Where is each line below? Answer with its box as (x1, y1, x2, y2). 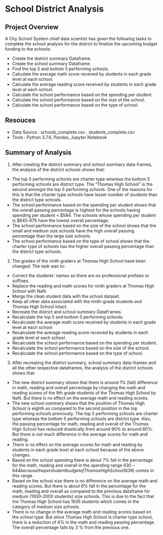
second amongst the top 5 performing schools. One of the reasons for (12, 186, 153, 192)
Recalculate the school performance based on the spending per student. (12, 340, 158, 345)
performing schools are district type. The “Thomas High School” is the (12, 181, 153, 187)
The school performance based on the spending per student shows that (12, 202, 156, 208)
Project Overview (5, 23, 59, 31)
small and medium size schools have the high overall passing (12, 228, 134, 233)
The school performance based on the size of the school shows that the (12, 223, 157, 229)
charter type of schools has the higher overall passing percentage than (12, 243, 154, 249)
